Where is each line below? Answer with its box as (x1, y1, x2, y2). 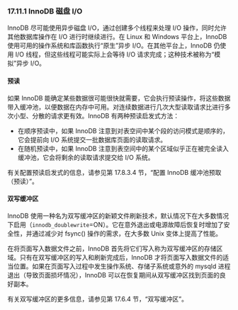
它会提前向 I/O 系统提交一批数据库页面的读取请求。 (17, 135, 167, 144)
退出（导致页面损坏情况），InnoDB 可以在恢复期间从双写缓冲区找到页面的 (7, 270, 220, 279)
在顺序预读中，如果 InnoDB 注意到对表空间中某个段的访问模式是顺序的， (17, 126, 229, 135)
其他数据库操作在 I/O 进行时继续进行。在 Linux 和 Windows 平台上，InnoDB (7, 33, 227, 41)
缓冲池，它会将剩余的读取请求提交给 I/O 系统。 (17, 153, 154, 161)
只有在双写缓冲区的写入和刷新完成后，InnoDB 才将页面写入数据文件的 (19, 253, 223, 261)
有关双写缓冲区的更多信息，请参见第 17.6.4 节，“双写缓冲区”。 (7, 294, 188, 303)
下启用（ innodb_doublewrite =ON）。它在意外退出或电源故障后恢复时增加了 (7, 220, 225, 229)
